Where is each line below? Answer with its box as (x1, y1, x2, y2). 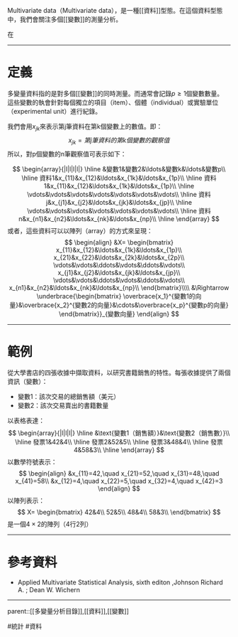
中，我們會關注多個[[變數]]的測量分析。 (7, 15, 123, 23)
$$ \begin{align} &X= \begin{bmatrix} (64, 237, 174, 247)
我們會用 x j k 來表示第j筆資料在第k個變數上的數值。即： (7, 122, 163, 132)
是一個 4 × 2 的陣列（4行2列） (7, 520, 93, 528)
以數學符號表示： (7, 458, 57, 466)
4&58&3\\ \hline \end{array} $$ (73, 446, 165, 454)
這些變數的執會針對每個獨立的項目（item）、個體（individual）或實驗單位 (7, 98, 219, 107)
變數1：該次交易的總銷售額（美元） (17, 392, 120, 401)
